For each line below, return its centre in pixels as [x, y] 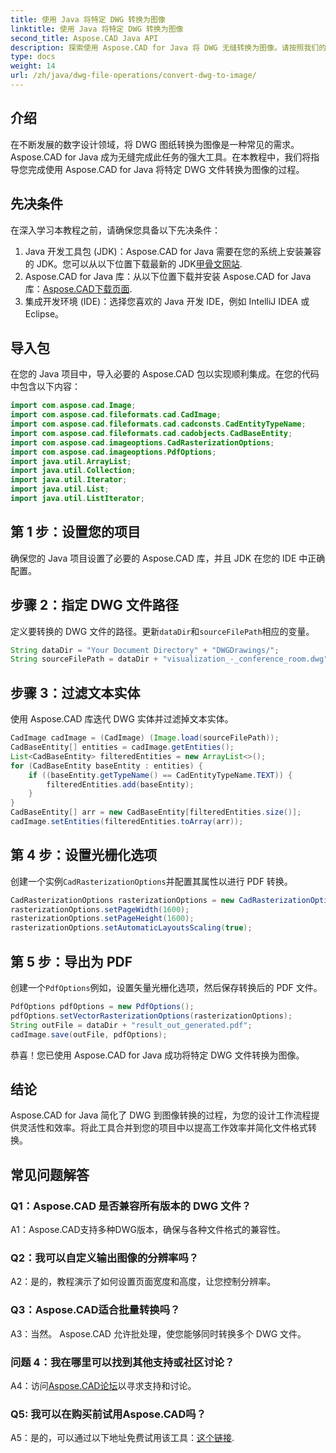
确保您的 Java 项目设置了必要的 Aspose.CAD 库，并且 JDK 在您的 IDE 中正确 [168, 558]
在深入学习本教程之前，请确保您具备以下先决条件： [115, 230]
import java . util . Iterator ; [69, 480]
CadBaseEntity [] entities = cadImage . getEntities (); [122, 747]
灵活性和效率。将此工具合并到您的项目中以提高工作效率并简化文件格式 [163, 1128]
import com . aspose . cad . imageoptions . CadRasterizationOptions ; [142, 442]
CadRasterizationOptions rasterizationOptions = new [122, 900]
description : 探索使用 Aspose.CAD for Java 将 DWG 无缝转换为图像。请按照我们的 [168, 47]
